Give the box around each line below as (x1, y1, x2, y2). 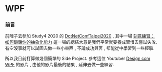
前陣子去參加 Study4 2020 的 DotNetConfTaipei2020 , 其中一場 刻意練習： (5, 33, 155, 39)
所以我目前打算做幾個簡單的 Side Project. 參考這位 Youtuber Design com (5, 55, 150, 61)
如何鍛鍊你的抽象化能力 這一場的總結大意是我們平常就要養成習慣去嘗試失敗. (5, 39, 157, 45)
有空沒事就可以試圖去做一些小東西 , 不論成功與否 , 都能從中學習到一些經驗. (5, 45, 155, 51)
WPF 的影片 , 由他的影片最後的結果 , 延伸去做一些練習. (5, 62, 114, 68)
